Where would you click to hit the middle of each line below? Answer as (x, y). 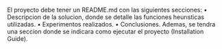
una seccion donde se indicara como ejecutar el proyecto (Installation (106, 31)
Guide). (17, 39)
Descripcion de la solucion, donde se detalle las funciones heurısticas (106, 17)
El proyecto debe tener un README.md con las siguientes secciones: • (107, 10)
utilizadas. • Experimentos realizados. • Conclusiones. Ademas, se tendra (111, 24)
